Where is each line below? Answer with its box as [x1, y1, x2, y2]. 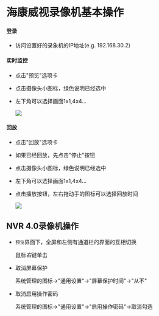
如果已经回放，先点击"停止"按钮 [15, 151, 96, 159]
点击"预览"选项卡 [15, 71, 58, 79]
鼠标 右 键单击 [15, 251, 48, 258]
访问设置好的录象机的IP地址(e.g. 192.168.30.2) [15, 42, 131, 49]
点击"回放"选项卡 [15, 138, 58, 146]
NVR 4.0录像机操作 [6, 221, 79, 232]
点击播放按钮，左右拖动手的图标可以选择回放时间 [15, 190, 138, 197]
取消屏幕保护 [15, 264, 48, 271]
